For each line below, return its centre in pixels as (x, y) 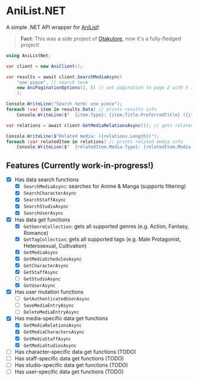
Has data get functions (42, 220)
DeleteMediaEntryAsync (51, 312)
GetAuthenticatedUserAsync (57, 299)
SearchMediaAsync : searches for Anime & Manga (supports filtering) (105, 186)
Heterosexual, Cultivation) (55, 246)
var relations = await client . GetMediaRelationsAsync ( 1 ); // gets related (100, 125)
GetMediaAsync (41, 252)
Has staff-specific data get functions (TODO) (69, 358)
